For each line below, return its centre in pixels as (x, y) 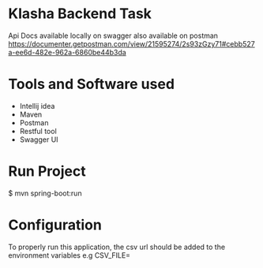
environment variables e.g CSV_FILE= (70, 255)
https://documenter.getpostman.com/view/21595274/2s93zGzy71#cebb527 (131, 43)
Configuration (55, 225)
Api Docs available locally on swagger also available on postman (113, 35)
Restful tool (38, 131)
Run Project (47, 171)
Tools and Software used (92, 84)
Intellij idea (37, 106)
